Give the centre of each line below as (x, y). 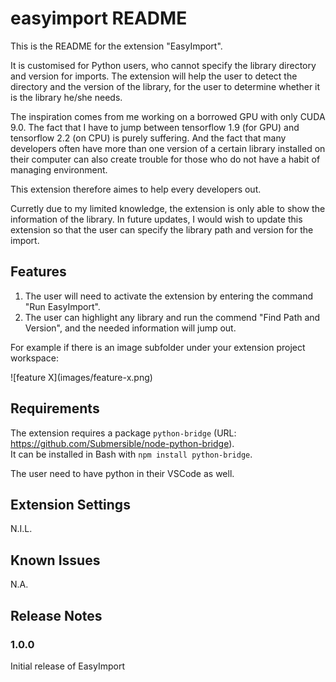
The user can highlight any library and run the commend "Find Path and (172, 317)
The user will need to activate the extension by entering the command (169, 296)
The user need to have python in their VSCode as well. (122, 473)
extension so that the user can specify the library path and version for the (162, 229)
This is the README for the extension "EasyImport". (116, 46)
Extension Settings (70, 504)
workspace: (34, 358)
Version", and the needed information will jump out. (130, 328)
